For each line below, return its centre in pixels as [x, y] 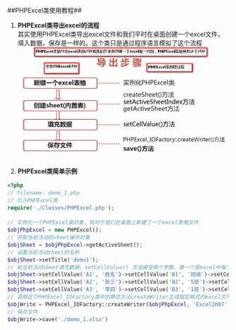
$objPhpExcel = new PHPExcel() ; [54, 230]
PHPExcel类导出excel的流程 [58, 25]
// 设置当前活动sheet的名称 [44, 252]
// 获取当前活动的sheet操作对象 [49, 238]
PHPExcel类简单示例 [47, 171]
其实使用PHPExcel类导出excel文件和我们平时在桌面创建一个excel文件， [120, 34]
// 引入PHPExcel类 [33, 200]
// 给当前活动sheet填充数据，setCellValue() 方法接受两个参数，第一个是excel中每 [117, 267]
